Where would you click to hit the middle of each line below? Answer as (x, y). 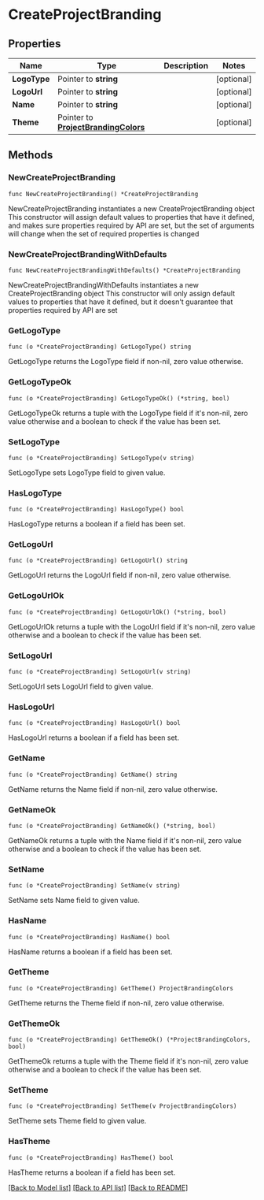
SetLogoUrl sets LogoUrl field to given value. (81, 686)
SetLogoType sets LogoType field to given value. (87, 472)
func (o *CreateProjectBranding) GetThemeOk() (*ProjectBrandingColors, (130, 1040)
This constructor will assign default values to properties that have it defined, (132, 217)
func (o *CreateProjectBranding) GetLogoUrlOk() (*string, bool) (117, 612)
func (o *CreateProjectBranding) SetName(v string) (94, 886)
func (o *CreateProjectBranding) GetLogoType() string (100, 347)
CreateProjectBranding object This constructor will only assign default (122, 293)
